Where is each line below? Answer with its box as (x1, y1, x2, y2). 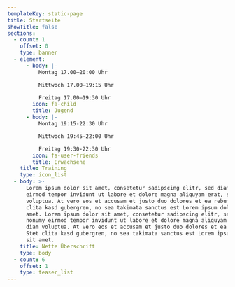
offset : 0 (20, 43, 49, 50)
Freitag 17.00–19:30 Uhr (38, 94, 111, 101)
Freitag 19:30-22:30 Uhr (38, 145, 111, 153)
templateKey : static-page (7, 10, 83, 17)
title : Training (20, 165, 68, 172)
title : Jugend (32, 107, 73, 114)
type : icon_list (20, 171, 68, 178)
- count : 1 (13, 36, 45, 43)
